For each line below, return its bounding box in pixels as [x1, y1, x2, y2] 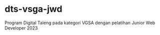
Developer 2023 [4, 25, 38, 31]
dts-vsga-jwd [4, 3, 63, 15]
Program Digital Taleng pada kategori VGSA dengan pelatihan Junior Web [4, 20, 156, 26]
